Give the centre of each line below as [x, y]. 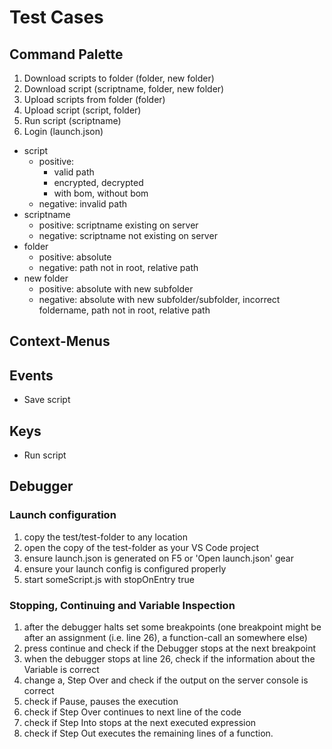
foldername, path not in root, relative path [124, 310]
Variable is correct [61, 669]
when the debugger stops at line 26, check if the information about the [169, 659]
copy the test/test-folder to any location [106, 537]
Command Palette [66, 54]
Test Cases [56, 17]
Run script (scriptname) [72, 120]
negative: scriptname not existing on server [128, 235]
